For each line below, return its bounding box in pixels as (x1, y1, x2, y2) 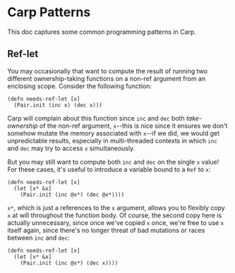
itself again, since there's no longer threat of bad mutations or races (7, 226, 205, 234)
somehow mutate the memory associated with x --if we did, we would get (7, 128, 220, 138)
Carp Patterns (7, 4, 91, 20)
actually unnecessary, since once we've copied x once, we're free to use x (7, 218, 224, 226)
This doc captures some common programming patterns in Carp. (7, 28, 196, 36)
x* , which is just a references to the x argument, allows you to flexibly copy (7, 203, 226, 212)
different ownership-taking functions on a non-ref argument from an (7, 74, 206, 83)
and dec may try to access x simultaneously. (7, 144, 135, 152)
